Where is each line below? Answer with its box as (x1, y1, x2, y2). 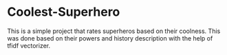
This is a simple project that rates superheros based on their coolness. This (7, 27, 221, 35)
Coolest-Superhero (7, 4, 120, 20)
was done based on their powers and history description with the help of (7, 34, 213, 42)
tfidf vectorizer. (7, 41, 51, 49)
